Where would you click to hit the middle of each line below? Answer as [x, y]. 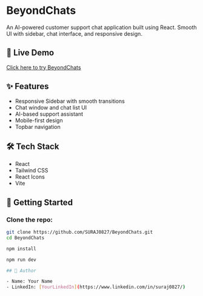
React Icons [30, 177]
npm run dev [21, 260]
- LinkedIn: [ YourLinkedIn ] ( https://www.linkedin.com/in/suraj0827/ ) [96, 287]
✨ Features [28, 86]
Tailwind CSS [32, 171]
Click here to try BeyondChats [44, 67]
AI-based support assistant [49, 114]
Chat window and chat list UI [51, 107]
